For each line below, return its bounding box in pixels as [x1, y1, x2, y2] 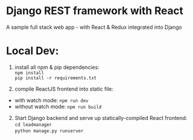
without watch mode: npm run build [14, 103, 102, 110]
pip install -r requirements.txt [14, 75, 97, 81]
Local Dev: [6, 44, 59, 58]
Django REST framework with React [6, 4, 184, 18]
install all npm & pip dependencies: [14, 64, 99, 71]
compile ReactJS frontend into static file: [14, 85, 114, 92]
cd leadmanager [14, 122, 52, 128]
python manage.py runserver [14, 128, 84, 134]
